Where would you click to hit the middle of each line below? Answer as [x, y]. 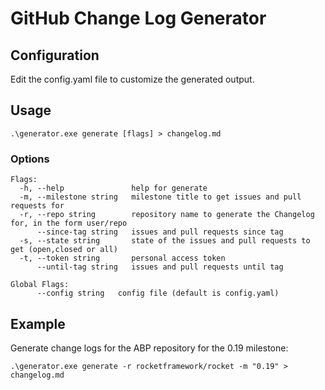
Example [38, 323]
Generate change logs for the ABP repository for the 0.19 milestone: [149, 348]
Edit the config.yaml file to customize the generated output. [132, 79]
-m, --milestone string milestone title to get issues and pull [160, 197]
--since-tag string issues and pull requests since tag [160, 232]
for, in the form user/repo [69, 223]
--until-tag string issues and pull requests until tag [160, 267]
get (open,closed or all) [64, 250]
